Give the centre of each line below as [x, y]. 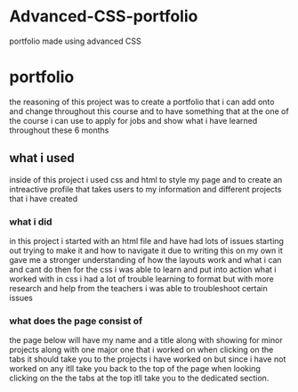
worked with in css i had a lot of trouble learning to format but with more [141, 279]
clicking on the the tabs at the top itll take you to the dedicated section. [139, 378]
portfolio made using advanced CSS [75, 41]
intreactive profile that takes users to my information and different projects [145, 189]
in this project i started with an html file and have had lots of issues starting [147, 241]
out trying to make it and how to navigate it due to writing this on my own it [146, 250]
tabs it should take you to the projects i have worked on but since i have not [148, 359]
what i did [31, 222]
